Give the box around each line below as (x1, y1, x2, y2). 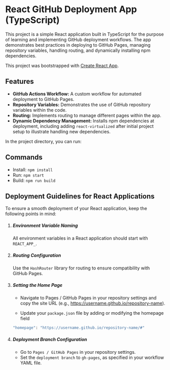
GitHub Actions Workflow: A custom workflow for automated (12, 90, 142, 97)
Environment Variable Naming (12, 222, 78, 228)
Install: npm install (12, 166, 53, 173)
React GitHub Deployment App (5, 4, 137, 15)
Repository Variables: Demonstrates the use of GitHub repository (12, 102, 151, 108)
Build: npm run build (12, 177, 56, 183)
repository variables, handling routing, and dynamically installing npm (5, 47, 151, 53)
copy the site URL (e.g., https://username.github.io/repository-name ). (20, 300, 165, 307)
